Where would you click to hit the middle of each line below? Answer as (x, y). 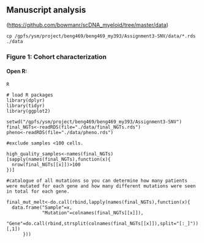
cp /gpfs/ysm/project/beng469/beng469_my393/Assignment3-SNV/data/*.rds (101, 36)
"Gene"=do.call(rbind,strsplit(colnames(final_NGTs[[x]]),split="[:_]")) (103, 223)
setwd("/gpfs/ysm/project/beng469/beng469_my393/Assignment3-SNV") (94, 122)
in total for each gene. (38, 191)
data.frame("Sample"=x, (42, 207)
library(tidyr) (26, 106)
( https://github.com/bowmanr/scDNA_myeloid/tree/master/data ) (87, 24)
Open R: (17, 71)
